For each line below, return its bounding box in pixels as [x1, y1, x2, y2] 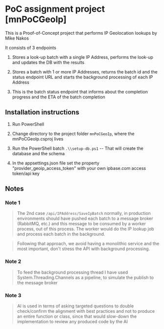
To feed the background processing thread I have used [17, 269, 128, 275]
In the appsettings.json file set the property [12, 160, 99, 166]
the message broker [17, 280, 58, 285]
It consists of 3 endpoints [5, 45, 56, 50]
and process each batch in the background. [17, 231, 105, 237]
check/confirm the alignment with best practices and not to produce [17, 308, 155, 314]
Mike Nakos [5, 35, 29, 41]
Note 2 [5, 258, 22, 265]
